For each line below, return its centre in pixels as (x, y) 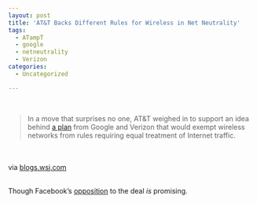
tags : (17, 30)
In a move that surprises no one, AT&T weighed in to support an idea (138, 118)
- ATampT (29, 37)
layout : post (29, 15)
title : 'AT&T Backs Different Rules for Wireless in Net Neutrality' (125, 23)
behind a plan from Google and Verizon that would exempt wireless (136, 127)
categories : (28, 67)
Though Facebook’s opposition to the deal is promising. (98, 190)
